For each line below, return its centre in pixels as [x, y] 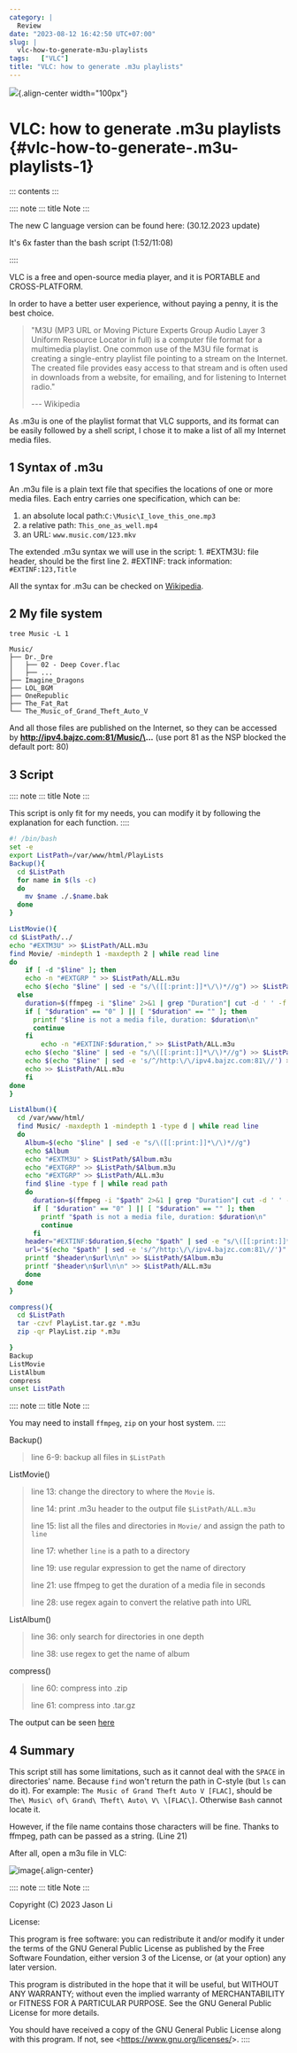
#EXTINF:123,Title [43, 569]
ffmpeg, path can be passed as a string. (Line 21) [99, 1836]
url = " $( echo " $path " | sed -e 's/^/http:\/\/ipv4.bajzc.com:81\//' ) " [156, 1250]
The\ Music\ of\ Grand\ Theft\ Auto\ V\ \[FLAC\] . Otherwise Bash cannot [146, 1800]
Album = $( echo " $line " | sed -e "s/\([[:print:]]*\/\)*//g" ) [138, 1143]
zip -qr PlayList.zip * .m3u [69, 1332]
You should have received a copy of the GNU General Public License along [145, 2030]
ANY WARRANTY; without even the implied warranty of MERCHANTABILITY [147, 1994]
